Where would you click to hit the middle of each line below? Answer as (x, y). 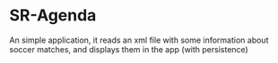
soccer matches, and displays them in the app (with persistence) (129, 49)
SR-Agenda (53, 16)
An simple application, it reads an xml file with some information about (139, 40)
